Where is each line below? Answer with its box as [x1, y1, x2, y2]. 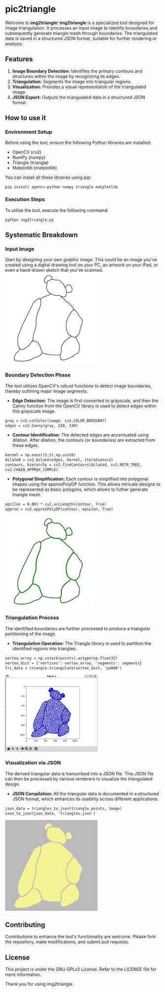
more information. [5, 972, 41, 978]
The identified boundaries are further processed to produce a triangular [5, 625, 151, 631]
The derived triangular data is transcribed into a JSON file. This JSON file [5, 770, 154, 777]
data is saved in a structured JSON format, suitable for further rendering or [5, 35, 157, 41]
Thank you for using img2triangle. [5, 981, 74, 987]
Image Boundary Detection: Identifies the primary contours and [12, 68, 143, 74]
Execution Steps [5, 196, 45, 203]
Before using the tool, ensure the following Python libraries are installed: [5, 139, 152, 146]
